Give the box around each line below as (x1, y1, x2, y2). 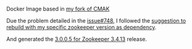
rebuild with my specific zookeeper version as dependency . (6, 24, 157, 31)
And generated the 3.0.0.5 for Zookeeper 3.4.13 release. (6, 36, 147, 42)
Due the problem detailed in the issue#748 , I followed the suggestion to (6, 17, 186, 24)
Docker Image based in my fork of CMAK (6, 6, 110, 12)
